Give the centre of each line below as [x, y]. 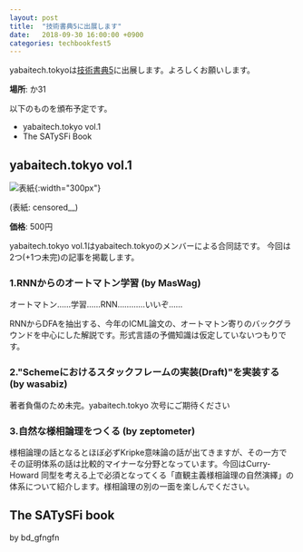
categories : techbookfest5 [60, 43]
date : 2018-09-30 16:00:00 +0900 [77, 34]
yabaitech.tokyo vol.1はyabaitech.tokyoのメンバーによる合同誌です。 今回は [151, 246]
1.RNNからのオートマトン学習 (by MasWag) [105, 282]
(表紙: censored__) [44, 207]
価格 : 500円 [31, 227]
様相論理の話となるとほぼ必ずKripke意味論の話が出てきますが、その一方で [148, 452]
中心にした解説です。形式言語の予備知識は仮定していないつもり [160, 335]
